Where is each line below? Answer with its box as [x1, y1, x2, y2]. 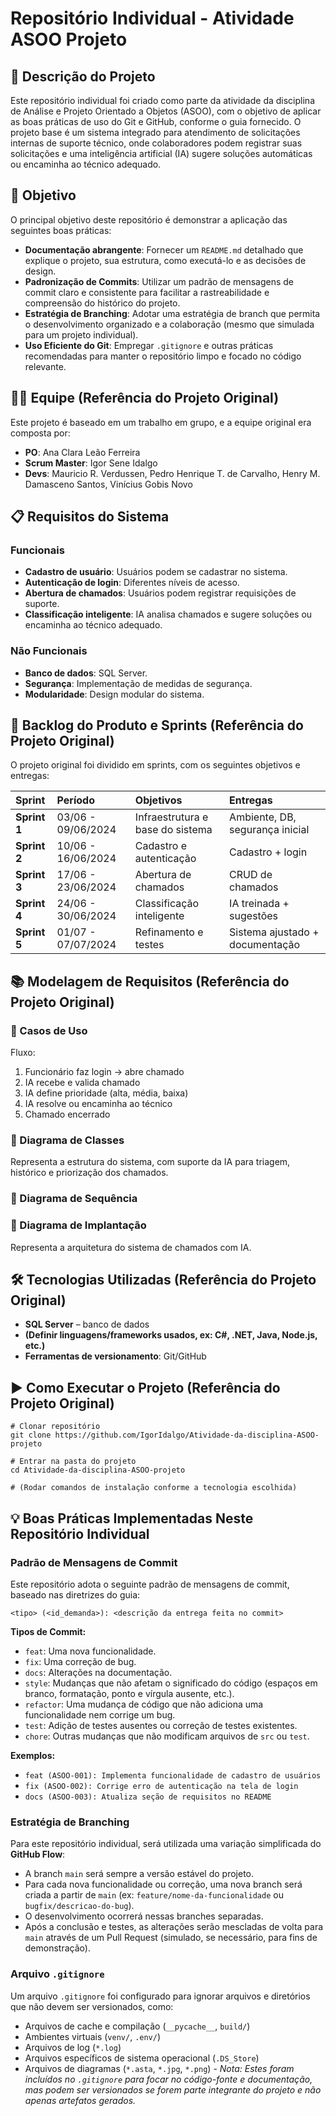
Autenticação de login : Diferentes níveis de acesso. [24, 577, 240, 589]
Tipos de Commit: [10, 1625, 87, 1637]
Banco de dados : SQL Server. [24, 667, 148, 679]
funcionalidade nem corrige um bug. [24, 1708, 176, 1721]
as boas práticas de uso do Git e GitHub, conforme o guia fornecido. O [10, 116, 302, 127]
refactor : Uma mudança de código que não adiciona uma [24, 1698, 264, 1710]
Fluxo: [10, 1047, 36, 1059]
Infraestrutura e [134, 810, 209, 824]
